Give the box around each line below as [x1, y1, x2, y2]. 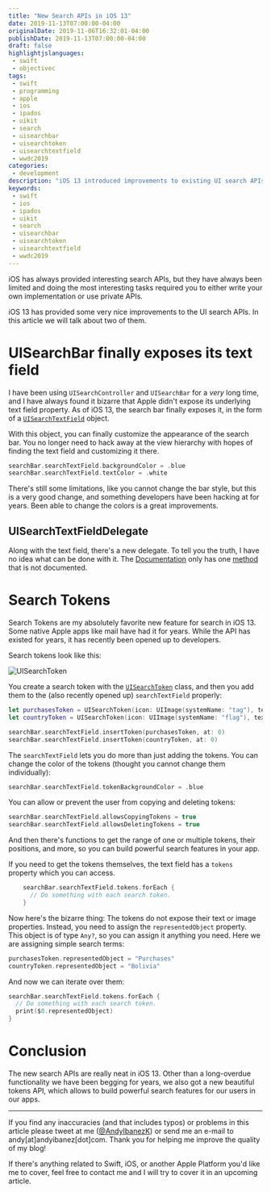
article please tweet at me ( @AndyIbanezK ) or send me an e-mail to [8, 1127, 234, 1136]
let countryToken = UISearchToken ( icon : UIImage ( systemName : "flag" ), [8, 713, 251, 721]
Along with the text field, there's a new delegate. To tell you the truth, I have [8, 546, 260, 555]
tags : [8, 72, 27, 80]
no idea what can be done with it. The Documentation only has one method [8, 554, 258, 564]
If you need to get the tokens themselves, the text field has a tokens [8, 859, 234, 869]
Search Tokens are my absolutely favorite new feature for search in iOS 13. [8, 618, 256, 628]
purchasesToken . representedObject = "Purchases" [8, 954, 175, 963]
